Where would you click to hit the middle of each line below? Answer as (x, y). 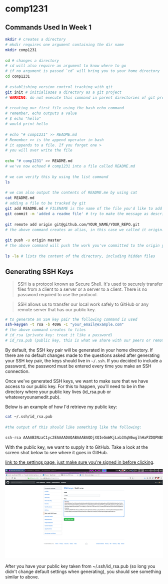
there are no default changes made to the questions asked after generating (82, 355)
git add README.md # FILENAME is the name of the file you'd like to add (84, 209)
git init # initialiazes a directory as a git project (63, 92)
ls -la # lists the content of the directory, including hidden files (80, 256)
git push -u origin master (33, 240)
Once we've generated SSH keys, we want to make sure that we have (77, 381)
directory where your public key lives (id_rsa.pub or (58, 392)
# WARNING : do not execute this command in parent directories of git (80, 98)
